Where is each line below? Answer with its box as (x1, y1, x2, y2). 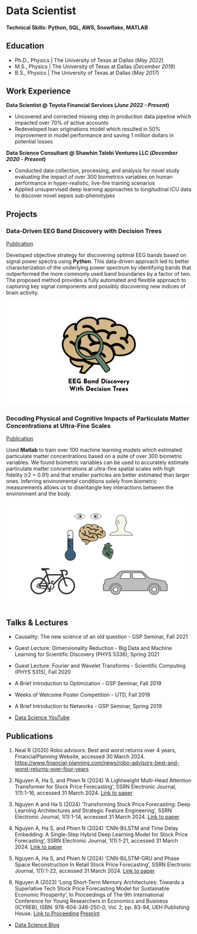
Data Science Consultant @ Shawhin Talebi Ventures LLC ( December (6, 149, 178, 156)
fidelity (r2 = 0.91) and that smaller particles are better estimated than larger (6, 471, 190, 478)
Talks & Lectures (6, 618, 69, 628)
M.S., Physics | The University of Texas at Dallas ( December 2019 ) (14, 63, 175, 70)
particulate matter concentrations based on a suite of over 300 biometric (6, 452, 183, 459)
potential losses (14, 138, 53, 145)
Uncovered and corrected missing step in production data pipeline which (14, 113, 192, 120)
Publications (6, 731, 54, 741)
